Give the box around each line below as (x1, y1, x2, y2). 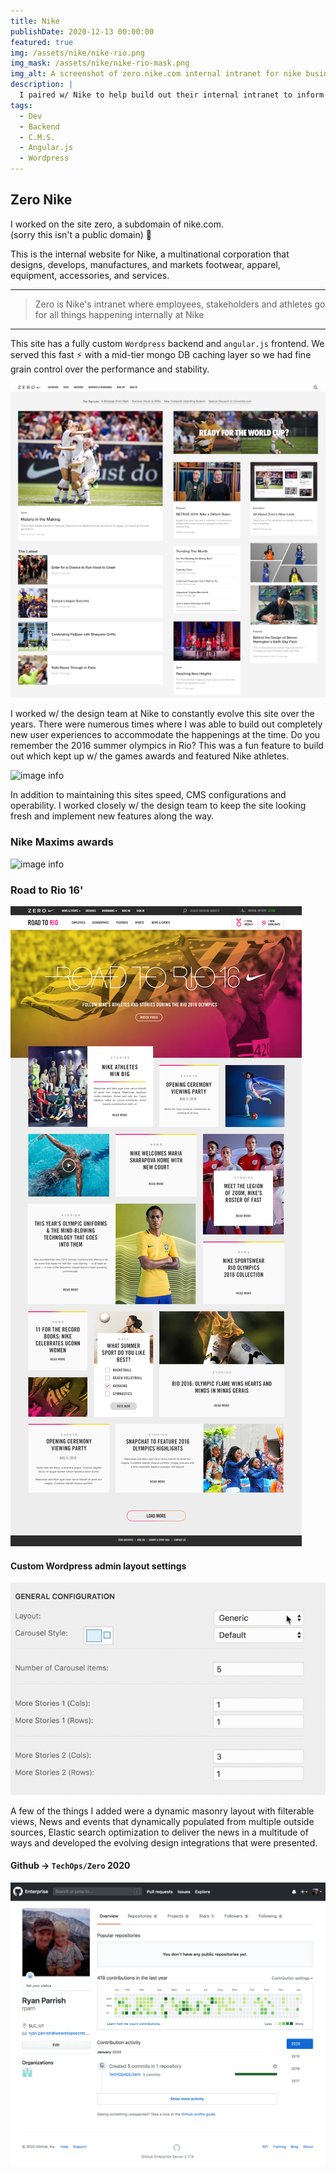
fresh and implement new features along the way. (10, 810, 215, 822)
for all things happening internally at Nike (34, 308, 205, 320)
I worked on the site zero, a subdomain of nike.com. (10, 218, 224, 230)
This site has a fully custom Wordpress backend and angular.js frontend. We (10, 337, 325, 349)
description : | (10, 80, 74, 90)
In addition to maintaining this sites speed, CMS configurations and (10, 789, 287, 801)
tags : (10, 100, 33, 110)
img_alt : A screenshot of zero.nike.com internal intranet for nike (10, 69, 302, 79)
